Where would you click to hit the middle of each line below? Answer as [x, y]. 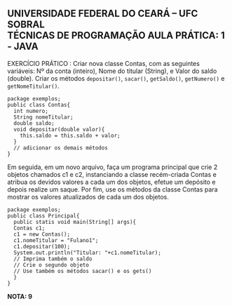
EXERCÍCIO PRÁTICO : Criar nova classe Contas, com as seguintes [103, 63]
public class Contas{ [39, 105]
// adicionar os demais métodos [61, 148]
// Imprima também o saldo [53, 259]
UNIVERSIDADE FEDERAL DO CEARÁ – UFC [103, 14]
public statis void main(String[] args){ [75, 222]
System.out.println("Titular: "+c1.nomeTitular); [87, 253]
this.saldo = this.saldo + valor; [70, 135]
